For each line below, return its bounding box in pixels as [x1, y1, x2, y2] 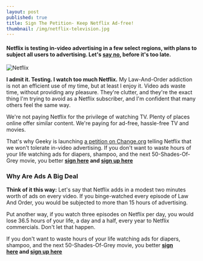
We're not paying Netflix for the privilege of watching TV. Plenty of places [6, 113, 190, 121]
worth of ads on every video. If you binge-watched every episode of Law [6, 192, 189, 199]
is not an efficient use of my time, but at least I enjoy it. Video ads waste [6, 82, 186, 89]
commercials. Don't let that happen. [6, 223, 96, 230]
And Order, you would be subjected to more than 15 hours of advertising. [6, 199, 188, 206]
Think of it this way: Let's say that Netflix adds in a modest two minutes [6, 185, 186, 193]
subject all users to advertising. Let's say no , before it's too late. [6, 51, 171, 58]
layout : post [6, 8, 39, 15]
